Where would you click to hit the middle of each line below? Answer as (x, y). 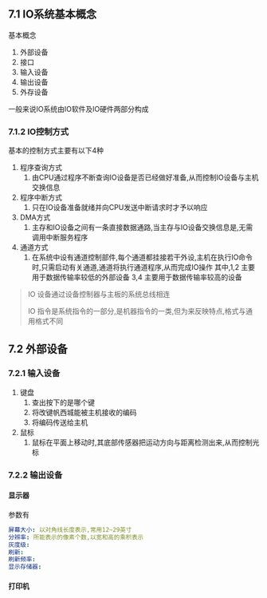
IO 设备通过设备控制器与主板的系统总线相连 (99, 295)
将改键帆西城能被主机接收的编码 (84, 412)
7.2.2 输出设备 (35, 475)
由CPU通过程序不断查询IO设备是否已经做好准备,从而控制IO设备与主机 (145, 177)
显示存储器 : (25, 567)
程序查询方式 (41, 168)
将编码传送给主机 (60, 422)
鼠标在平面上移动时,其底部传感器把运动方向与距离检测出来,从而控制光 (145, 442)
